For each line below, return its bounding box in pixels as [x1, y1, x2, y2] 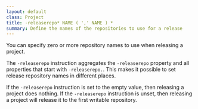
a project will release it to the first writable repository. [6, 96, 137, 104]
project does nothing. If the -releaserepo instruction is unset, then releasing [6, 90, 193, 97]
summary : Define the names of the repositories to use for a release [6, 25, 183, 32]
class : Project [6, 14, 44, 20]
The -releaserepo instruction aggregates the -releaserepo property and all [6, 60, 190, 67]
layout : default [6, 8, 47, 15]
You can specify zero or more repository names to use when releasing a [6, 42, 184, 49]
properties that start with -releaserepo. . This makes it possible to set [6, 66, 176, 73]
